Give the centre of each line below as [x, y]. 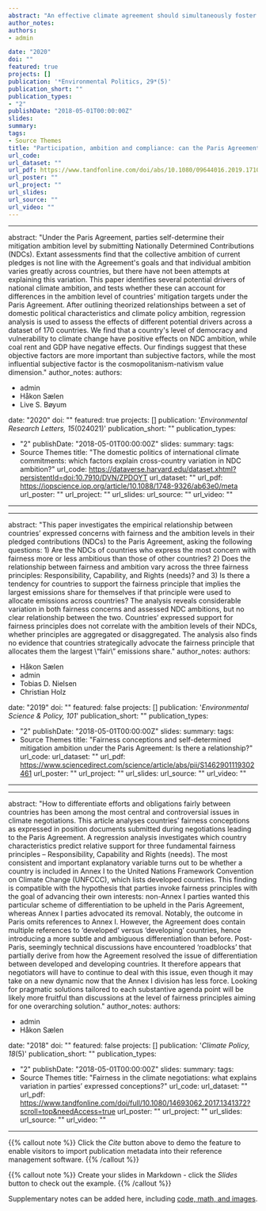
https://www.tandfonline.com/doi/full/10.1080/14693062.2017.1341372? [135, 1103]
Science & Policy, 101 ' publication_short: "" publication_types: [108, 715]
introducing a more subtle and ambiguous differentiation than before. [121, 939]
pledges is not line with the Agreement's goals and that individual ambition [130, 262]
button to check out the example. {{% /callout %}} [90, 1183]
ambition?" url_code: [53, 469]
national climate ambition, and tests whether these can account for [117, 287]
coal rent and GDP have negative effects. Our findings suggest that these [127, 347]
